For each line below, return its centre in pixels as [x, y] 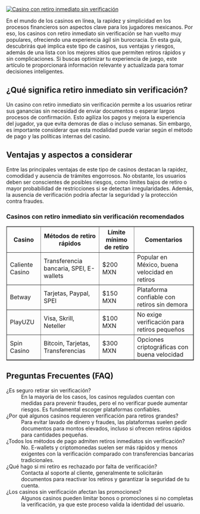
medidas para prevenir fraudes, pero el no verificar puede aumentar [104, 403]
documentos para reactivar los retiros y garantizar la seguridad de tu [105, 479]
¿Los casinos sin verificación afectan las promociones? [74, 491]
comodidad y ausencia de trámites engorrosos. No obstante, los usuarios [96, 175]
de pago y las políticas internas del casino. [59, 136]
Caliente [21, 264]
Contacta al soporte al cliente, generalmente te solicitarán [92, 473]
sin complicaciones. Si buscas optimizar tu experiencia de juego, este [92, 59]
